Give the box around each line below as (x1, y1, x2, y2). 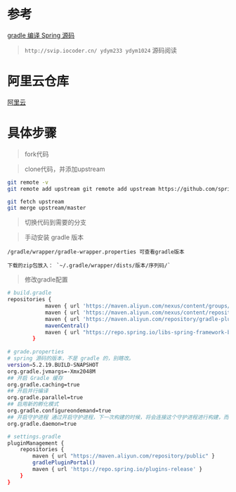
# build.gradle (7, 289, 52, 296)
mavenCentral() (44, 322, 90, 329)
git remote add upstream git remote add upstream (7, 185, 156, 192)
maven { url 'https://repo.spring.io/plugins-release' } (32, 466, 202, 473)
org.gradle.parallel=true (7, 394, 83, 401)
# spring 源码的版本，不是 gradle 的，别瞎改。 (7, 355, 135, 362)
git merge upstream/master (7, 205, 86, 212)
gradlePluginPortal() (32, 459, 96, 467)
